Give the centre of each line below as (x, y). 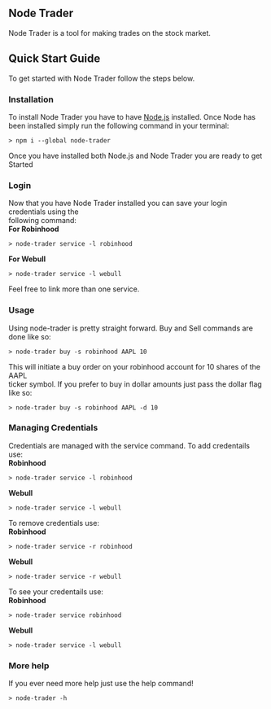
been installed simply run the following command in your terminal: (119, 125)
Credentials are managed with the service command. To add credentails (129, 445)
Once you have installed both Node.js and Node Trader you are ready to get (135, 155)
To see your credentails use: (56, 591)
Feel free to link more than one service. (74, 289)
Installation (31, 99)
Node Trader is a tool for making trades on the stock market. (110, 33)
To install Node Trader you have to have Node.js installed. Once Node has (132, 116)
